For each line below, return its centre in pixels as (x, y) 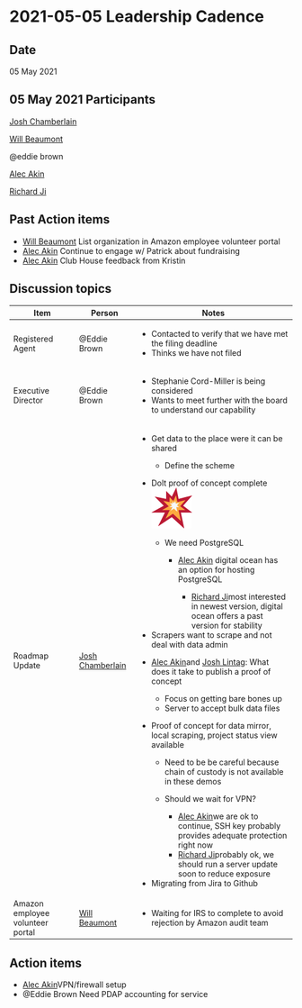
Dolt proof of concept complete (209, 483)
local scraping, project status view (214, 735)
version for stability (227, 625)
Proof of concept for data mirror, (212, 725)
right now (196, 845)
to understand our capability (204, 410)
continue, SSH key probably (230, 825)
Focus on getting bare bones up (224, 698)
